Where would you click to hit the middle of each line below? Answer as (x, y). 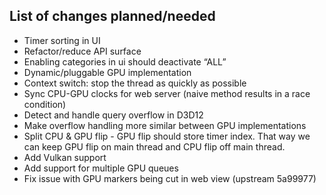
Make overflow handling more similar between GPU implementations (165, 125)
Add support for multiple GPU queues (101, 168)
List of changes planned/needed (112, 16)
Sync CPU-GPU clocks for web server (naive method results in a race (167, 93)
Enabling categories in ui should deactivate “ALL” (125, 61)
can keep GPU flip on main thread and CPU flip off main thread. (154, 146)
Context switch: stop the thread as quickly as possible (135, 83)
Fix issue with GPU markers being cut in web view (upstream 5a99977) (170, 178)
